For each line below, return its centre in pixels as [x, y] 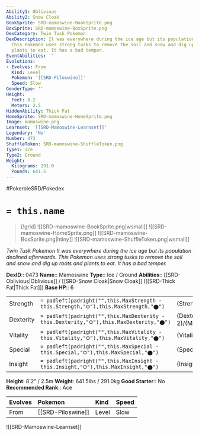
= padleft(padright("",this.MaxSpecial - [99, 346]
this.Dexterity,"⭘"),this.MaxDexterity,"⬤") [106, 322]
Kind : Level [26, 72]
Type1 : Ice [20, 149]
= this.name [36, 211]
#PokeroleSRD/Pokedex [35, 188]
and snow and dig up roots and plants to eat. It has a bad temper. [86, 263]
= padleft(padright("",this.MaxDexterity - [103, 316]
